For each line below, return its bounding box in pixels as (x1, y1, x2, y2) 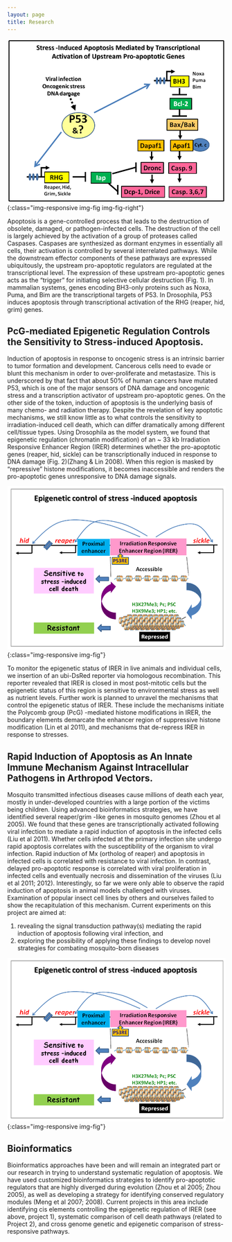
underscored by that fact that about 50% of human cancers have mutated (7, 376, 218, 385)
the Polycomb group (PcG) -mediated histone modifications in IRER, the (7, 708, 211, 717)
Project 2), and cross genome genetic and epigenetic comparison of (7, 1220, 202, 1228)
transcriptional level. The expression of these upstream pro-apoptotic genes (7, 268, 225, 277)
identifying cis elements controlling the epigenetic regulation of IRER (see (7, 1205, 217, 1213)
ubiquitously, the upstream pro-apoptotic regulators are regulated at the (7, 261, 213, 270)
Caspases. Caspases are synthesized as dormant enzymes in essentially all (7, 239, 223, 247)
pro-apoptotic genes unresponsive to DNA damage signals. (7, 472, 177, 481)
